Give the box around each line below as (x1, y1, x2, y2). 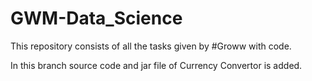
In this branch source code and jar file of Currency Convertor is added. (10, 59, 303, 71)
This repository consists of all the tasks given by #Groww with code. (10, 40, 292, 52)
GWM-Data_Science (10, 7, 183, 30)
